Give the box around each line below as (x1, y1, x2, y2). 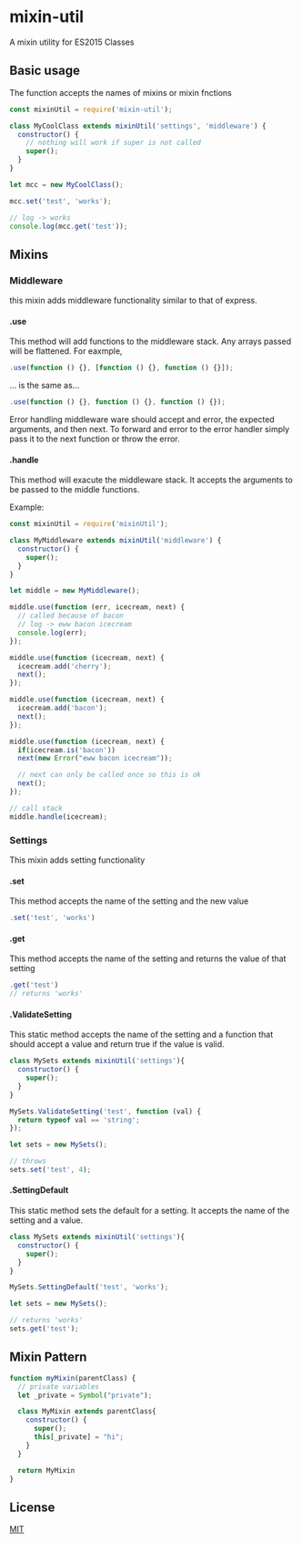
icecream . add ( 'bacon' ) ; (17, 704, 107, 713)
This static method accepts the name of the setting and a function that (9, 1029, 274, 1041)
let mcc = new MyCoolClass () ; (9, 180, 125, 189)
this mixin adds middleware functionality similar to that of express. (9, 295, 257, 306)
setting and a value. (9, 1215, 84, 1226)
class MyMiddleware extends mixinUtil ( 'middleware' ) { (9, 536, 222, 545)
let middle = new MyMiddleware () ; (9, 586, 141, 595)
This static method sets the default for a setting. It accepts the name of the (9, 1206, 290, 1217)
